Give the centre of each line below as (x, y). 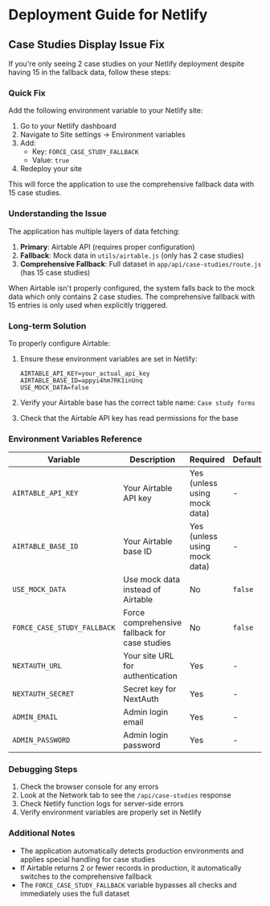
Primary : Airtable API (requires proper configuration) (107, 247)
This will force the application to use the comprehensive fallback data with (131, 184)
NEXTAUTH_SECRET (43, 694)
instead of (142, 590)
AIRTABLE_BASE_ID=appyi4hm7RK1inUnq (81, 380)
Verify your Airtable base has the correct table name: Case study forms (137, 402)
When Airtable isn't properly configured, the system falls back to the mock (132, 288)
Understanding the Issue (57, 214)
